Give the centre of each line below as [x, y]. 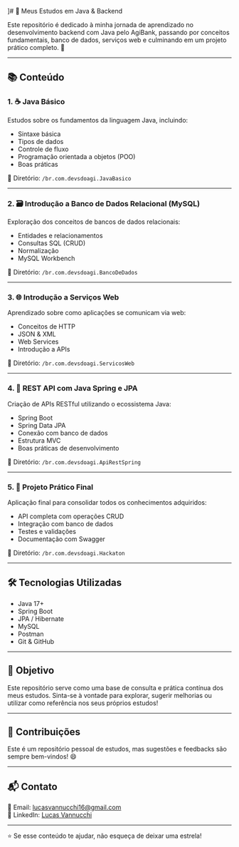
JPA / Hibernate [41, 618]
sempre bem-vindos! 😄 [42, 756]
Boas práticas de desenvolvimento [68, 448]
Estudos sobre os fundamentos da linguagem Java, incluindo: [98, 120]
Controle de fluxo [43, 149]
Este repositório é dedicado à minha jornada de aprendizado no [101, 25]
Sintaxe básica [39, 134]
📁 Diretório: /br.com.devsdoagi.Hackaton [66, 553]
